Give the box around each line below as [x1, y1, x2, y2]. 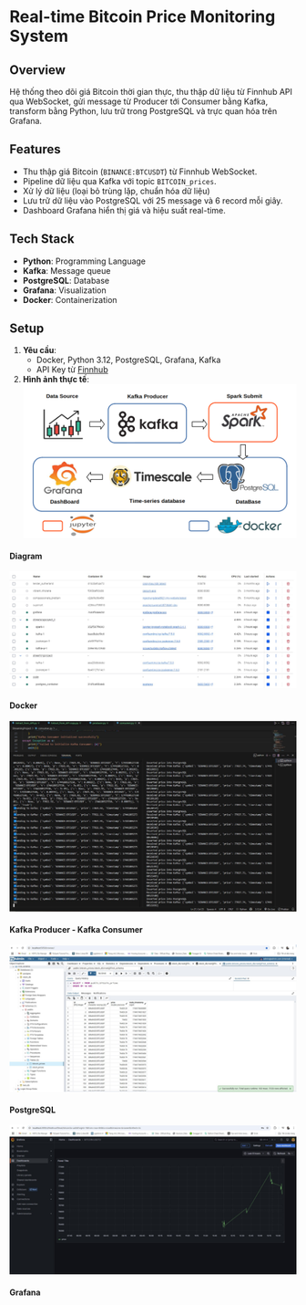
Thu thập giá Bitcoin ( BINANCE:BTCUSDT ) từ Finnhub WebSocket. [22, 166, 258, 177]
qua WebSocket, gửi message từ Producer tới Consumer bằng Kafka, [9, 96, 269, 107]
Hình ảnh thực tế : [22, 374, 89, 385]
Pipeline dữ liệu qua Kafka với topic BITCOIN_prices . [22, 175, 217, 186]
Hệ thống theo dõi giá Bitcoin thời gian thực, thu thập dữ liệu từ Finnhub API [9, 87, 293, 97]
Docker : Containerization [22, 294, 117, 305]
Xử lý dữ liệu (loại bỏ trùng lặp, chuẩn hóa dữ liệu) [22, 185, 211, 196]
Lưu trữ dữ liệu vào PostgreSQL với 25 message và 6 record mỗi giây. [22, 194, 283, 206]
